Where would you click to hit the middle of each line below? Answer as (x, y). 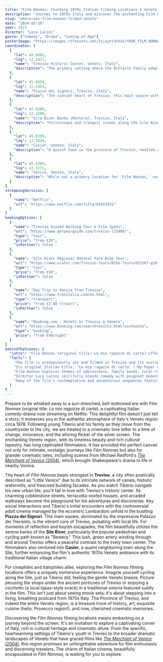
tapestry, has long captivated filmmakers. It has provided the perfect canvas (81, 445)
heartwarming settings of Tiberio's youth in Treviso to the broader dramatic (80, 634)
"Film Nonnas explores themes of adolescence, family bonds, (77, 371)
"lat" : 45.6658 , (30, 82)
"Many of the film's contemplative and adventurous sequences (78, 381)
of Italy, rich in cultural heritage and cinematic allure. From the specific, (76, 628)
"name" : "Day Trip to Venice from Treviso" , (59, 290)
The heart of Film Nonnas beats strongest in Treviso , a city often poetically (80, 475)
